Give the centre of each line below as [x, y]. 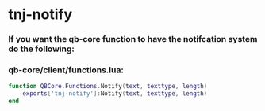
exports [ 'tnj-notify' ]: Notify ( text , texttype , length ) [115, 94]
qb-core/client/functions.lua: [66, 70]
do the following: [42, 49]
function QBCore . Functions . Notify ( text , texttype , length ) [108, 87]
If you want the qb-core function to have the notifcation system [133, 39]
